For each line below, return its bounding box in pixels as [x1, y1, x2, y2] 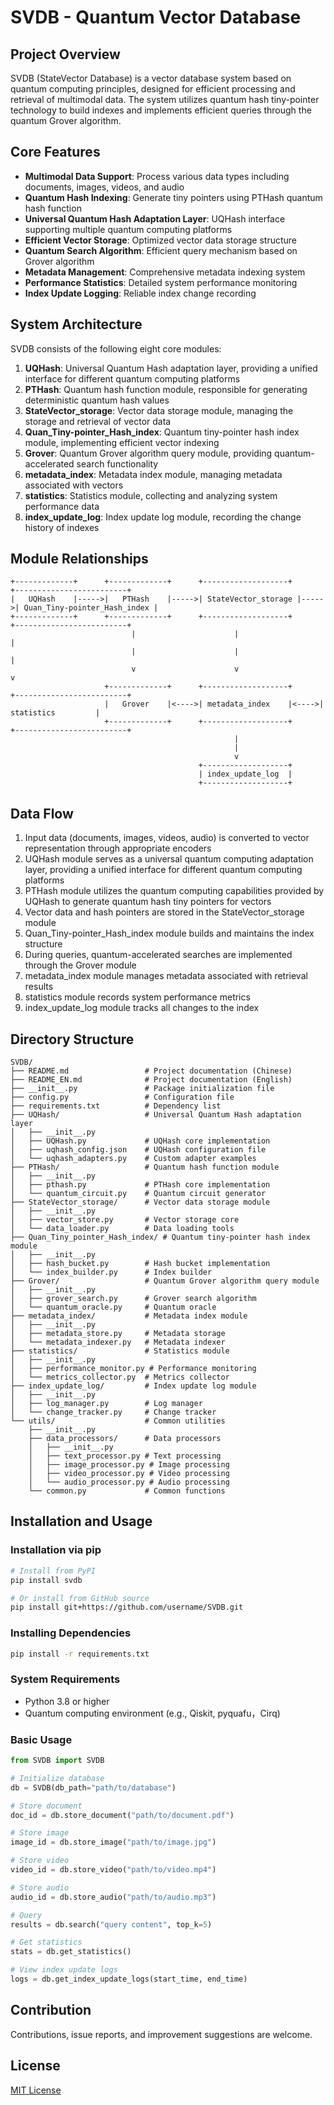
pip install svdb [10, 1575, 83, 1585]
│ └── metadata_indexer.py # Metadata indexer [10, 1337, 226, 1348]
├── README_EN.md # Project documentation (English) [10, 1075, 293, 1085]
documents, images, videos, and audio [24, 181, 185, 193]
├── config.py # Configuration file [10, 1092, 235, 1103]
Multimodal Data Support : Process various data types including [24, 170, 290, 182]
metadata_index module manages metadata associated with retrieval [24, 970, 308, 982]
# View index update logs [10, 1965, 118, 1975]
